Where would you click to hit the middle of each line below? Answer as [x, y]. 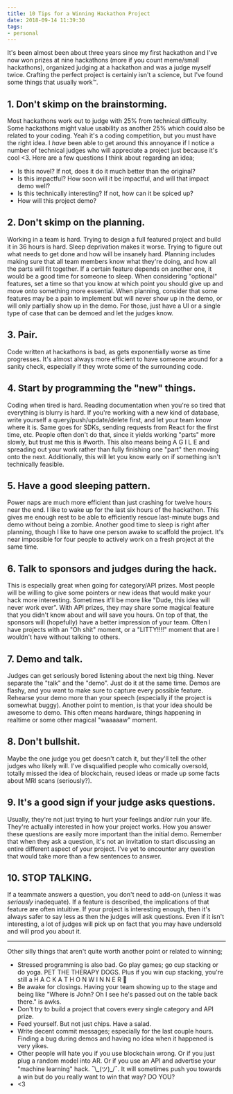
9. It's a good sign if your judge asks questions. [112, 803]
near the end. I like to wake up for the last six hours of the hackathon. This [113, 510]
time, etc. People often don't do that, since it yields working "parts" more [111, 434]
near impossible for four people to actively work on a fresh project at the [111, 540]
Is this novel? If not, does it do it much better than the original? [106, 172]
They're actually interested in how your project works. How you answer [109, 827]
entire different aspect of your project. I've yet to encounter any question [111, 849]
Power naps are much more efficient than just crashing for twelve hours [110, 503]
